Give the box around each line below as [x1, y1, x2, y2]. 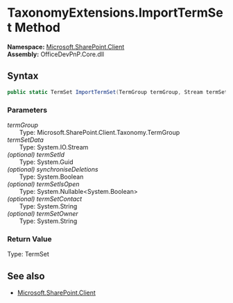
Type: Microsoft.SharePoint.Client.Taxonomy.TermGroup [19, 128, 180, 136]
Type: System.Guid [19, 158, 74, 166]
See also [7, 270, 45, 282]
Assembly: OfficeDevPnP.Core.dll [7, 50, 105, 58]
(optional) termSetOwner [7, 209, 78, 218]
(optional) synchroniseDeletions [7, 165, 98, 173]
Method [14, 19, 61, 35]
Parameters [7, 105, 47, 115]
